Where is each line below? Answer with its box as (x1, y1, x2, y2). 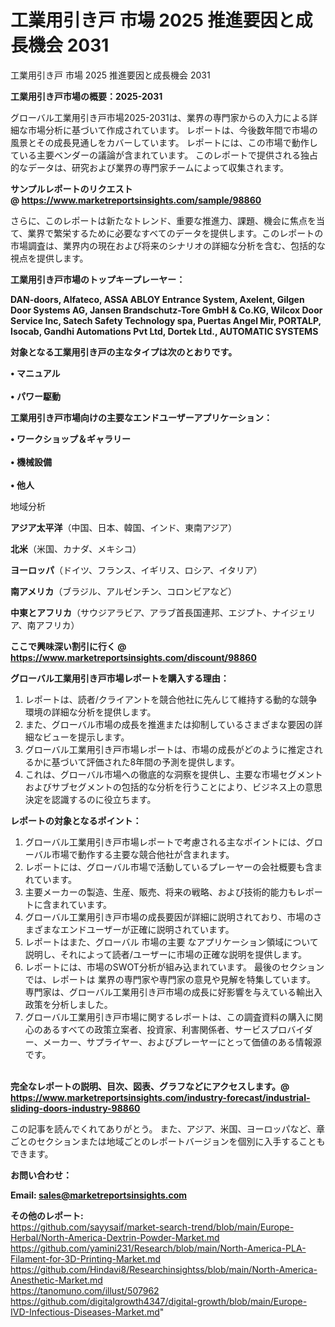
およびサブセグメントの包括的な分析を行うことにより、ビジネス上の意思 (24, 781, 323, 793)
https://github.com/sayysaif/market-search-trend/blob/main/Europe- (10, 1221, 295, 1233)
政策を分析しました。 (24, 998, 113, 1010)
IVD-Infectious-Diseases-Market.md (10, 1306, 160, 1318)
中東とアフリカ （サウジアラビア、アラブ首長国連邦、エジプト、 (10, 606, 273, 618)
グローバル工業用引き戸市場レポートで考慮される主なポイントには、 (24, 836, 306, 848)
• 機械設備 (10, 456, 52, 468)
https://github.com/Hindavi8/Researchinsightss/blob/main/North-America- (10, 1263, 318, 1275)
